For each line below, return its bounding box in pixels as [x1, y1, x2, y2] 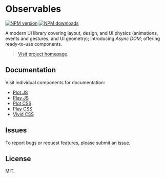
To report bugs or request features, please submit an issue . [5, 140, 131, 146]
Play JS [12, 94, 29, 101]
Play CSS [12, 106, 32, 112]
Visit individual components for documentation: [5, 79, 105, 85]
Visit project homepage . [17, 51, 69, 57]
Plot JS [12, 89, 28, 95]
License [5, 154, 31, 163]
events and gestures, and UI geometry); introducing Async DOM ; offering [5, 35, 160, 42]
